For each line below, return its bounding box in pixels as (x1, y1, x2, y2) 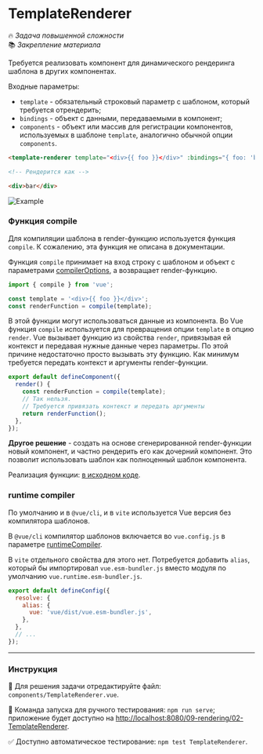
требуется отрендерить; (19, 105, 102, 115)
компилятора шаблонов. (8, 515, 90, 526)
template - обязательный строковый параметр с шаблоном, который (19, 97, 250, 106)
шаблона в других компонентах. (8, 66, 117, 75)
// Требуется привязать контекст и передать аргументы (22, 402, 205, 410)
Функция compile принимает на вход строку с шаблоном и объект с (8, 257, 236, 267)
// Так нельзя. (22, 395, 72, 403)
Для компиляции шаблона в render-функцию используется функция (8, 233, 236, 243)
